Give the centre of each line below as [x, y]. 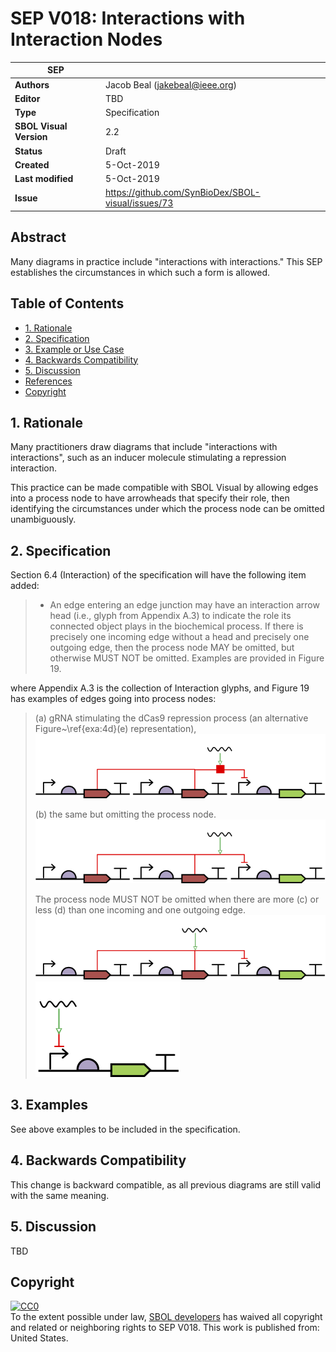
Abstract [38, 237]
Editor [27, 98]
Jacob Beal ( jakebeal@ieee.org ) [171, 84]
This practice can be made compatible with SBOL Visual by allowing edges [164, 488]
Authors [32, 84]
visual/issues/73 [139, 203]
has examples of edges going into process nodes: [113, 699]
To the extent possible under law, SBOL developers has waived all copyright [166, 1317]
